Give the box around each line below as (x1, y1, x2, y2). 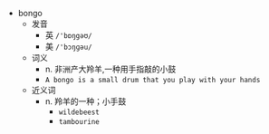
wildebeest (58, 108, 100, 117)
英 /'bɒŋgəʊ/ (44, 30, 92, 40)
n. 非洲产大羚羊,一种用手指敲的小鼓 (44, 63, 177, 74)
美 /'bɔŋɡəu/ (44, 41, 92, 52)
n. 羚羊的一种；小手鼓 (44, 96, 127, 107)
